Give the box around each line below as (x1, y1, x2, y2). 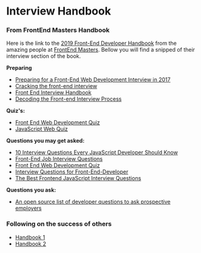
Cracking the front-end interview (15, 83, 97, 90)
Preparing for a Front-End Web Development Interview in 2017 (15, 76, 171, 83)
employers (15, 204, 42, 212)
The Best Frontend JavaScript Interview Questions (15, 175, 141, 182)
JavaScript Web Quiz (15, 126, 68, 133)
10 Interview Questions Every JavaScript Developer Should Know (15, 149, 178, 156)
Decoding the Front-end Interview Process (15, 95, 122, 103)
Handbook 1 (15, 234, 46, 241)
